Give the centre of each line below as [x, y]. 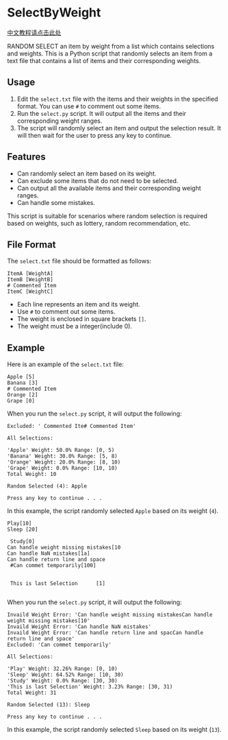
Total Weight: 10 [32, 475]
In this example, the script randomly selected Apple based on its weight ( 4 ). [113, 511]
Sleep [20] [23, 529]
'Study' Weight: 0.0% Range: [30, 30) [62, 681]
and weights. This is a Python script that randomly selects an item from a [110, 53]
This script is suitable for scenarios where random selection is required [107, 216]
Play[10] [20, 524]
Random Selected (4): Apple [47, 486]
